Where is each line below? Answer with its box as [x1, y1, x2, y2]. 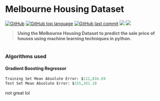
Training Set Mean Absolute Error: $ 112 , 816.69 [5, 76, 106, 82]
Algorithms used [5, 53, 46, 60]
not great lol [5, 90, 30, 96]
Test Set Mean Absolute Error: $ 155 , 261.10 [5, 81, 97, 86]
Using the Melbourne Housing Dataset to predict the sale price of [17, 30, 156, 36]
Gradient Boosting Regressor [5, 65, 67, 71]
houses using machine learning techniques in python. [17, 35, 132, 41]
